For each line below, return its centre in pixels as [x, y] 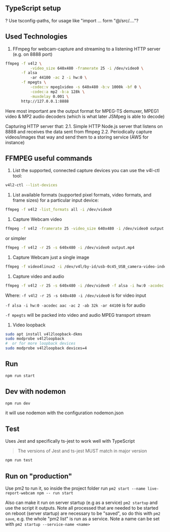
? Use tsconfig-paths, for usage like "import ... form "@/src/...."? [72, 20]
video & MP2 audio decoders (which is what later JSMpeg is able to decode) [85, 116]
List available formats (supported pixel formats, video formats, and [82, 195]
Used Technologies [36, 37]
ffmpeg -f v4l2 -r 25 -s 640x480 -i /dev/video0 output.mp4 [70, 247]
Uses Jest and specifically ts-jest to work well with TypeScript [70, 441]
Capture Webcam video [37, 219]
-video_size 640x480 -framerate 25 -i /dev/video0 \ [87, 68]
